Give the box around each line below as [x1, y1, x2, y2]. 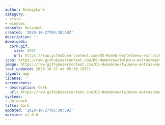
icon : [5, 58, 16, 62]
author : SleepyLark [5, 7, 45, 12]
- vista [5, 16, 21, 21]
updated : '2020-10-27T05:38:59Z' [5, 108, 74, 113]
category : [5, 12, 26, 17]
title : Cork [5, 103, 29, 108]
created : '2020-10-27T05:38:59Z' [5, 30, 74, 35]
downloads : [5, 39, 27, 44]
